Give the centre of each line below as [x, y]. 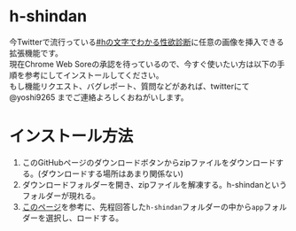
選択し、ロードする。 [85, 218]
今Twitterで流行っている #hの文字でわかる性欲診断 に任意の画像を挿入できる [147, 42]
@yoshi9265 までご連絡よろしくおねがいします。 [99, 97]
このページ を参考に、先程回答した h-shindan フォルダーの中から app [143, 206]
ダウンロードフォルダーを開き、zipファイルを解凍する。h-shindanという [155, 184]
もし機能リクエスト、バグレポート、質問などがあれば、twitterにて [129, 86]
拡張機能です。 [36, 53]
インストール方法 [71, 137]
